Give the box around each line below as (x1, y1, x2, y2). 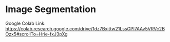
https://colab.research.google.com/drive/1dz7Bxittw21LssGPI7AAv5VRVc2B (5, 25, 165, 31)
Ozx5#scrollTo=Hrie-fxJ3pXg (5, 31, 68, 37)
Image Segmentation (5, 4, 97, 15)
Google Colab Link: (5, 20, 46, 26)
